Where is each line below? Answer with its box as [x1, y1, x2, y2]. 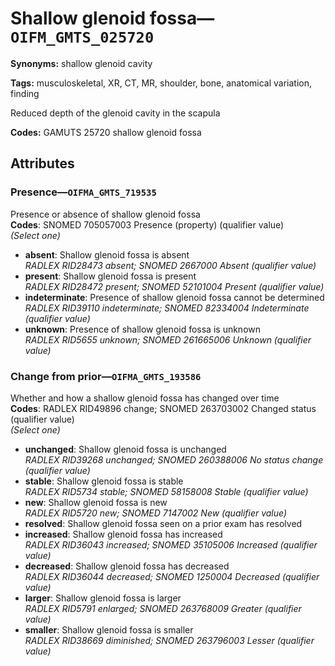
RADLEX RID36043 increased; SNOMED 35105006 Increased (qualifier [24, 538, 318, 551]
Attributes [10, 155, 75, 172]
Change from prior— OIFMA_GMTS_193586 [10, 369, 202, 383]
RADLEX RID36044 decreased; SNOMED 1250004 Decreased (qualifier [24, 570, 320, 582]
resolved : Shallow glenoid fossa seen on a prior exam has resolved [24, 517, 303, 529]
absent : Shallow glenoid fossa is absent [24, 248, 190, 261]
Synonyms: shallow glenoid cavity [10, 57, 153, 69]
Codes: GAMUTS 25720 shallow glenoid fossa [10, 126, 202, 138]
